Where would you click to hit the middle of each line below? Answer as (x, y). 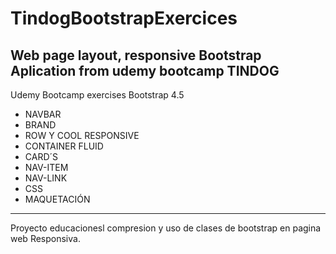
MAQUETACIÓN (57, 199)
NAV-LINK (46, 178)
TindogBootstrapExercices (124, 18)
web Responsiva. (45, 238)
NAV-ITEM (46, 167)
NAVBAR (43, 114)
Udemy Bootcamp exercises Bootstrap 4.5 (97, 95)
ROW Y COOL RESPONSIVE (82, 135)
